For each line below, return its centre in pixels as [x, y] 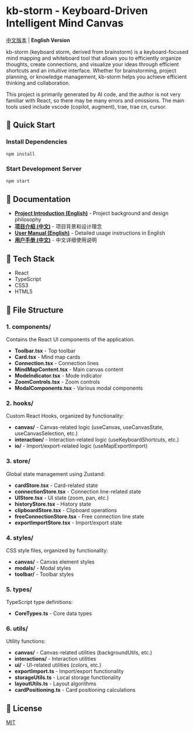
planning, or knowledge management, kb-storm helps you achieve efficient [96, 77]
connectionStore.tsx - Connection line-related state [78, 491]
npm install [20, 154]
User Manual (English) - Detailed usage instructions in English [90, 233]
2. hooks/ [20, 403]
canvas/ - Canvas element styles [54, 562]
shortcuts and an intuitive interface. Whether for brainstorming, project [91, 70]
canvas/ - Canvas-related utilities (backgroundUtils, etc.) [83, 653]
